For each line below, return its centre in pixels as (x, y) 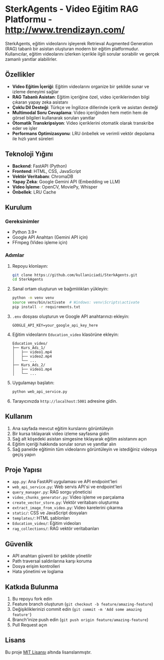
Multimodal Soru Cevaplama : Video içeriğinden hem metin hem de (80, 112)
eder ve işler (25, 128)
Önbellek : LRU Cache (34, 192)
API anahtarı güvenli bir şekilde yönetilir (52, 556)
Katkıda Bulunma (32, 587)
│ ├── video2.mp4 (32, 356)
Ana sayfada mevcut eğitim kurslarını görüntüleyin (63, 428)
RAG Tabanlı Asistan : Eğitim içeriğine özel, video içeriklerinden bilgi (81, 97)
